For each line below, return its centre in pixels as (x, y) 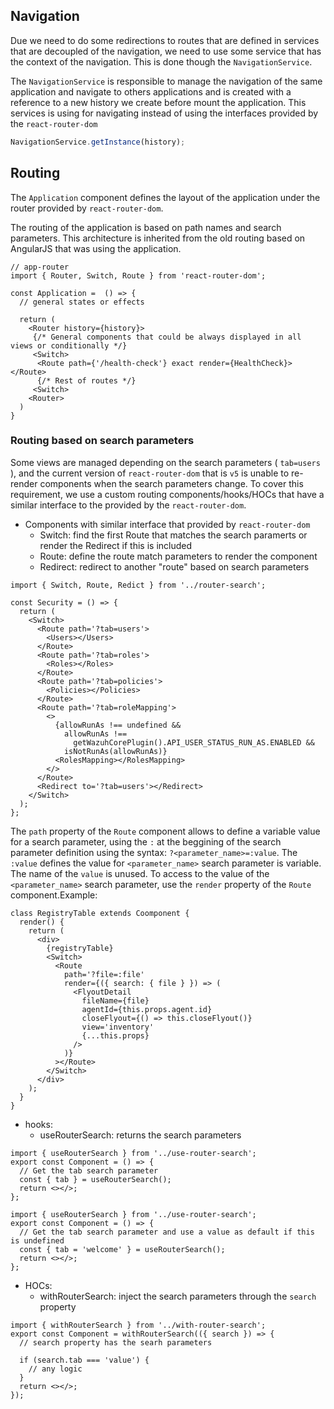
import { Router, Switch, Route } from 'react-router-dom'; (138, 275)
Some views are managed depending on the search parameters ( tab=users (165, 462)
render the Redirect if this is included (116, 545)
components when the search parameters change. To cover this (171, 483)
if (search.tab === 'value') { (84, 1360)
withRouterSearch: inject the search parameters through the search (178, 1296)
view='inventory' (118, 1027)
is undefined (37, 1240)
